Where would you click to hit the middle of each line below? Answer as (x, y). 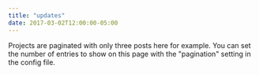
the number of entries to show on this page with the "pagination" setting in (129, 54)
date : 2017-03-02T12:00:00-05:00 (63, 23)
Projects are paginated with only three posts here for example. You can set (129, 45)
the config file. (32, 62)
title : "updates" (37, 15)
